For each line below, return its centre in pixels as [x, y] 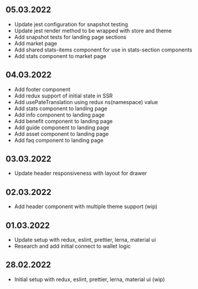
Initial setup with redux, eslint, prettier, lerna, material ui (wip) [89, 279]
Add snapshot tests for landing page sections [70, 37]
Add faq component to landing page [59, 140]
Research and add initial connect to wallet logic [72, 246]
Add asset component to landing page [61, 133]
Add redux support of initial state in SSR [63, 96]
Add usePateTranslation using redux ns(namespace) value [86, 102]
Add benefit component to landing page [63, 121]
